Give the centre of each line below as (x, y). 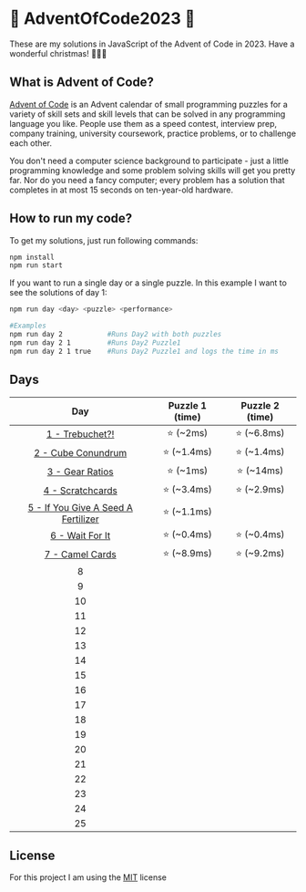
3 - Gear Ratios (80, 472)
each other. (31, 143)
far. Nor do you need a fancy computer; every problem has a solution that (147, 180)
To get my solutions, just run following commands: (104, 240)
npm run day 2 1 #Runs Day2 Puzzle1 (95, 342)
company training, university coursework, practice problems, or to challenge (153, 133)
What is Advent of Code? (82, 83)
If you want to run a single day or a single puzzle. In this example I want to (148, 283)
